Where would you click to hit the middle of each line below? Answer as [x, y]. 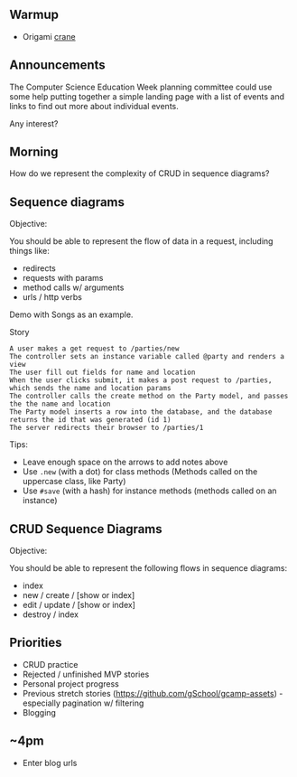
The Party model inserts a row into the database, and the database [141, 412]
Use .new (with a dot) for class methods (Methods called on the [140, 472]
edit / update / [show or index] [79, 605]
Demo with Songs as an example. [71, 314]
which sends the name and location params [90, 388]
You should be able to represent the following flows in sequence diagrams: [148, 568]
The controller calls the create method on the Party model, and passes [149, 397]
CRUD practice [50, 664]
